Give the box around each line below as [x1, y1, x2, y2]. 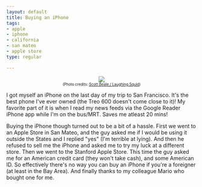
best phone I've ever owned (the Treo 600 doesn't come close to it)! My [6, 97, 186, 105]
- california [6, 37, 39, 43]
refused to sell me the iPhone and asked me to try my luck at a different [6, 142, 184, 149]
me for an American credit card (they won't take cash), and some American [6, 154, 195, 162]
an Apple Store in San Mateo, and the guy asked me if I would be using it [6, 128, 187, 136]
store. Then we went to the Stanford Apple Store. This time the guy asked [6, 148, 189, 155]
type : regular [6, 54, 42, 60]
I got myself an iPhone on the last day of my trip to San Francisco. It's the [6, 91, 189, 99]
